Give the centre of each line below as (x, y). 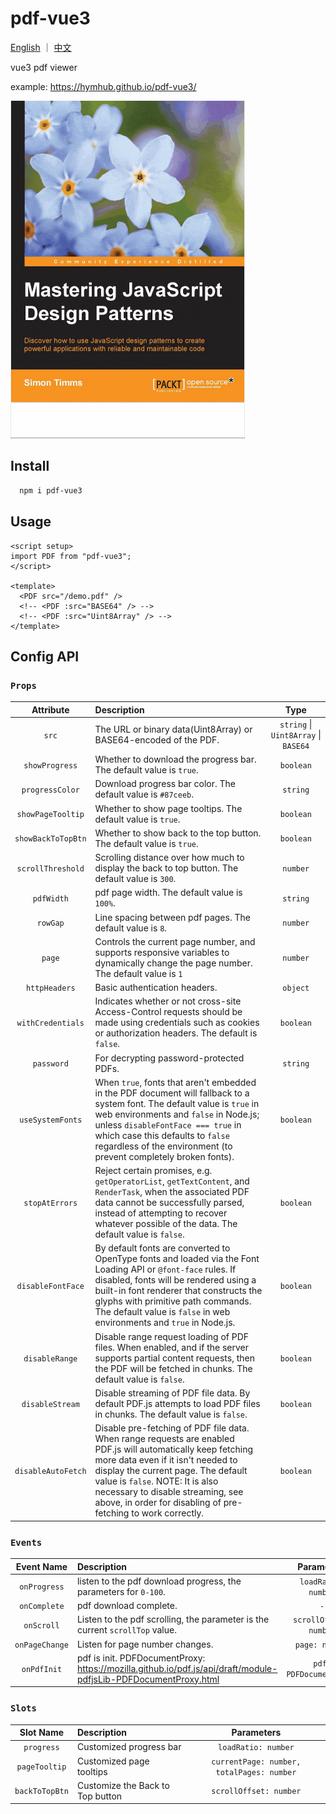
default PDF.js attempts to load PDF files (177, 1403)
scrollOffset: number (256, 1792)
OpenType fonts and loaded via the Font (177, 1259)
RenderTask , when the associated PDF (172, 1192)
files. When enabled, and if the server (172, 1347)
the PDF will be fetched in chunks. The (173, 1368)
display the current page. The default (171, 1471)
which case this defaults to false (162, 1135)
